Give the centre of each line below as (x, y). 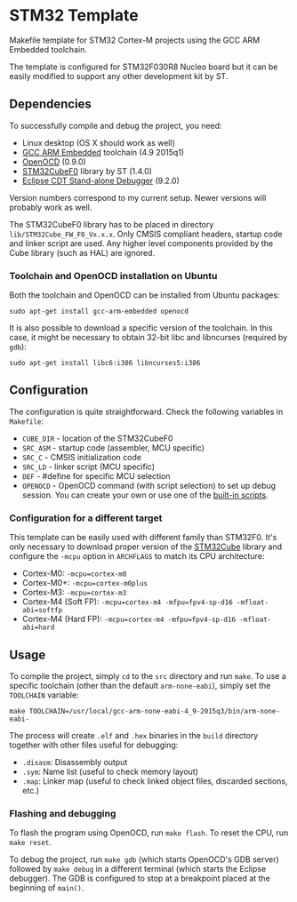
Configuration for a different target (86, 518)
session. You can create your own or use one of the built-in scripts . (145, 495)
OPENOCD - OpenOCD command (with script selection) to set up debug (149, 485)
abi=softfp (42, 611)
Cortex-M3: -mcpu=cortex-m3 (74, 593)
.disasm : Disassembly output (75, 762)
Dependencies (50, 104)
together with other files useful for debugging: (94, 745)
